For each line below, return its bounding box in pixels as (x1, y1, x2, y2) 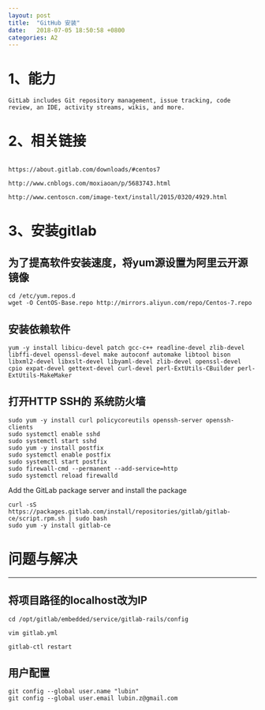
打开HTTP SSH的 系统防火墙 (8, 395, 146, 408)
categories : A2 (8, 33, 58, 42)
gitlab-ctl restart (8, 643, 73, 651)
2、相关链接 (8, 132, 87, 150)
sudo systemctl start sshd (8, 437, 97, 445)
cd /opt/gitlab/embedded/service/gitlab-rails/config (8, 615, 189, 623)
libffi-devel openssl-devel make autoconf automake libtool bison (8, 351, 231, 359)
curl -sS (8, 501, 37, 509)
